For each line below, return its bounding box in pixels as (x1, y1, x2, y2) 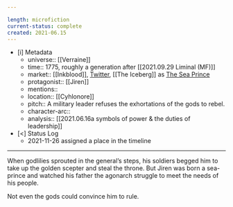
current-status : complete (7, 22, 82, 30)
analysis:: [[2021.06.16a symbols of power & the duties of (27, 115, 191, 123)
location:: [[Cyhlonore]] (27, 92, 95, 101)
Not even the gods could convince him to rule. (7, 192, 139, 201)
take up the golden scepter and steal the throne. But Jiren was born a (7, 164, 206, 172)
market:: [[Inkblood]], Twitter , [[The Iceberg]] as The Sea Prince (27, 70, 210, 78)
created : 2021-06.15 (7, 29, 67, 36)
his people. (7, 179, 40, 188)
